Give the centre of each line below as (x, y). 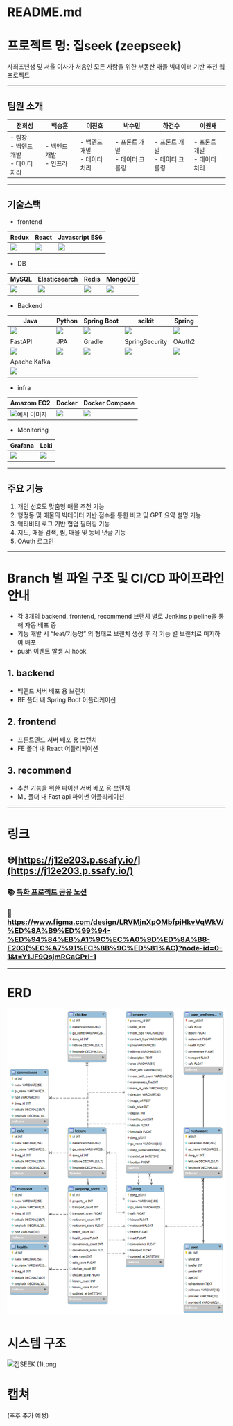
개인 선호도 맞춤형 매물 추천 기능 (61, 507)
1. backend (31, 673)
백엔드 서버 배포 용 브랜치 (52, 691)
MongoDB (121, 279)
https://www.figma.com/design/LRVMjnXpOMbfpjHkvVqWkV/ (115, 922)
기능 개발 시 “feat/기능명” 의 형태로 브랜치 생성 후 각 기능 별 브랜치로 (110, 634)
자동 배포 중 (41, 625)
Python (67, 321)
